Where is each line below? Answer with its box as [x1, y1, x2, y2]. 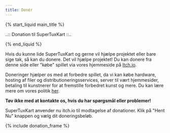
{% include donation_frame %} [5, 122, 70, 128]
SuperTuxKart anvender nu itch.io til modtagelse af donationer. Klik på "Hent [5, 107, 165, 113]
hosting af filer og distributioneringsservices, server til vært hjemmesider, [5, 77, 159, 83]
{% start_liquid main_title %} [5, 21, 64, 27]
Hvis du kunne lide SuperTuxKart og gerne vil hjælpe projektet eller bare [5, 51, 156, 57]
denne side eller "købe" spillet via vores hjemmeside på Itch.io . [5, 61, 137, 68]
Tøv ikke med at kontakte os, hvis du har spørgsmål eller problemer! [5, 97, 151, 104]
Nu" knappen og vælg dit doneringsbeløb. [5, 113, 93, 119]
